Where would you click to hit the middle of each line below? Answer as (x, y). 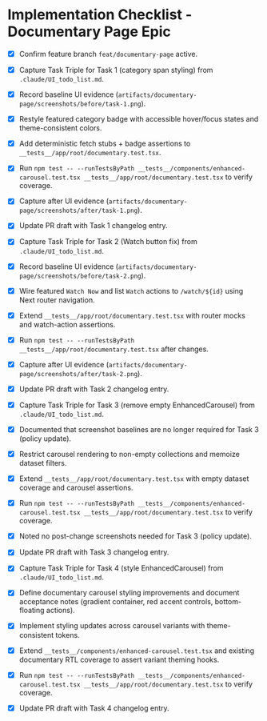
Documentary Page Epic (89, 32)
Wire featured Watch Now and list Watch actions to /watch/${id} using (131, 290)
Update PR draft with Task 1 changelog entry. (93, 226)
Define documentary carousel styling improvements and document (129, 593)
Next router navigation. (57, 300)
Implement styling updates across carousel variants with (112, 626)
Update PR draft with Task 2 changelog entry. (94, 389)
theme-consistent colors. (60, 128)
